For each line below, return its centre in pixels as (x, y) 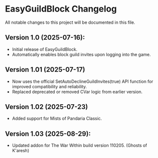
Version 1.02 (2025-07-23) (47, 107)
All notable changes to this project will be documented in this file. (70, 22)
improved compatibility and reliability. (49, 86)
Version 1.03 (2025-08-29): (48, 134)
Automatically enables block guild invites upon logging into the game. (81, 54)
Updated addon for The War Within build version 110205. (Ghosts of (79, 145)
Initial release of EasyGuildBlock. (45, 49)
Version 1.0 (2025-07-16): (45, 38)
